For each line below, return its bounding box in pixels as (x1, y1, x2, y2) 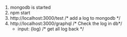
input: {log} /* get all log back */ (17, 26, 84, 32)
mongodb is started (10, 5, 51, 10)
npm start (10, 10, 30, 16)
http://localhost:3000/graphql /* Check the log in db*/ (10, 20, 122, 26)
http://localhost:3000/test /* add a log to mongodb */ (10, 15, 121, 21)
